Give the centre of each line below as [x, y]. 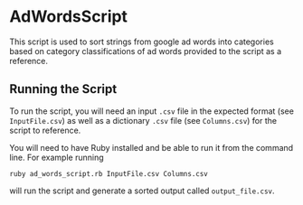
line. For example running [57, 157]
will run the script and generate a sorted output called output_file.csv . [142, 191]
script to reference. [45, 130]
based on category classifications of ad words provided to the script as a [146, 51]
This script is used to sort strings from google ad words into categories [142, 42]
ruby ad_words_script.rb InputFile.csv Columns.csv [109, 173]
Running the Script [63, 89]
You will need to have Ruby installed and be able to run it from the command [151, 147]
